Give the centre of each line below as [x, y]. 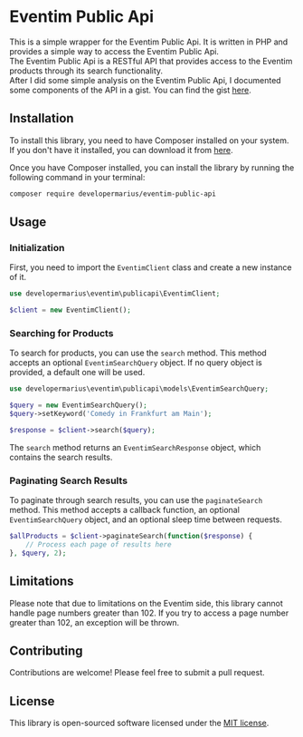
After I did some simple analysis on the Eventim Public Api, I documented [146, 80]
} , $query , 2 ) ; [38, 553]
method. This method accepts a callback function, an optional [124, 510]
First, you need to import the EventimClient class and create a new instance [151, 267]
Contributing [46, 650]
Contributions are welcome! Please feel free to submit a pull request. [137, 673]
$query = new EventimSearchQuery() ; [78, 405]
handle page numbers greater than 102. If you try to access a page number [149, 613]
